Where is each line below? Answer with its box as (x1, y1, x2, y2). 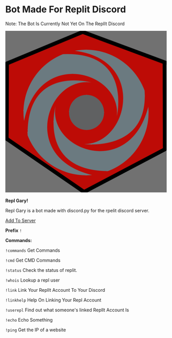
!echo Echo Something (5, 316, 53, 323)
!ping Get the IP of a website (5, 327, 67, 333)
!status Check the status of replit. (5, 267, 78, 273)
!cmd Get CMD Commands (5, 257, 60, 263)
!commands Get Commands (5, 247, 60, 253)
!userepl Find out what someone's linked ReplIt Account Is (5, 307, 130, 313)
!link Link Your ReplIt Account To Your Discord (5, 287, 105, 293)
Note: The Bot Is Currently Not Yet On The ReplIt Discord (5, 21, 125, 27)
